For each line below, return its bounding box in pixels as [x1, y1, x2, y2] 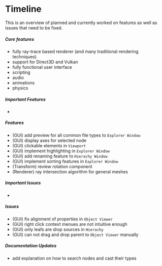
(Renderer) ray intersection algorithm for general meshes [12, 168, 128, 175]
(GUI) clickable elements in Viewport [12, 142, 86, 148]
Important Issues [5, 180, 41, 186]
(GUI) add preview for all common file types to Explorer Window [12, 132, 141, 138]
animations [12, 80, 35, 85]
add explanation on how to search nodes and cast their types [12, 255, 137, 261]
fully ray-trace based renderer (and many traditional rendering [12, 48, 139, 54]
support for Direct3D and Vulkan [12, 59, 79, 65]
